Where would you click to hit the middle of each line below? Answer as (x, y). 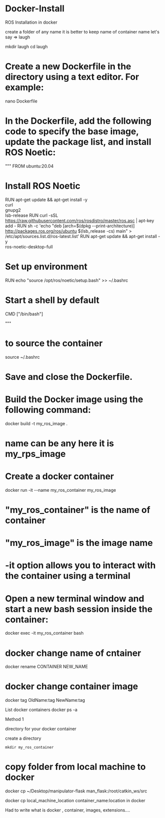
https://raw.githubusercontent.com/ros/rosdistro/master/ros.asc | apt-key (80, 220)
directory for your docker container (41, 729)
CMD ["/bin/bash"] (24, 314)
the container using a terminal (68, 576)
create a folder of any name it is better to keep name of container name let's (82, 32)
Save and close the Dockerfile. (69, 377)
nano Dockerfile (21, 101)
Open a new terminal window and (75, 598)
